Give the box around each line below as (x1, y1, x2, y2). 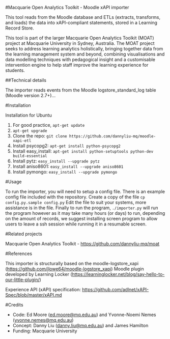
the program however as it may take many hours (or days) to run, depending (5, 210, 165, 216)
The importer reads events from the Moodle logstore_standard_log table (5, 87, 156, 93)
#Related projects (5, 231, 42, 237)
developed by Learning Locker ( (5, 271, 72, 277)
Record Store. (5, 25, 34, 31)
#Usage (5, 179, 22, 185)
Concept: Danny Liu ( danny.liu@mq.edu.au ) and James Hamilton (12, 323, 149, 328)
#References (5, 250, 32, 257)
